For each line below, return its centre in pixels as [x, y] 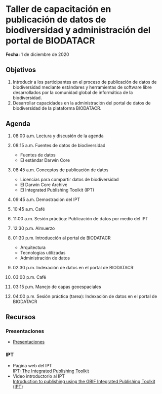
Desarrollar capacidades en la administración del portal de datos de [82, 103]
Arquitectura [33, 247]
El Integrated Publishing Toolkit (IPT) [57, 190]
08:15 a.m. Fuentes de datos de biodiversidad [59, 145]
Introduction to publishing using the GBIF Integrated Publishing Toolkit [84, 381]
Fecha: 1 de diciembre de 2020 [38, 54]
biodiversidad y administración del [78, 30]
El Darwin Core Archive [44, 185]
